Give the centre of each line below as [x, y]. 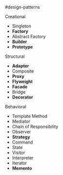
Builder [20, 42]
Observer [22, 132]
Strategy [21, 137]
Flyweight [22, 81]
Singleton [22, 26]
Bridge [19, 92]
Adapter [20, 66]
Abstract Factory [29, 37]
